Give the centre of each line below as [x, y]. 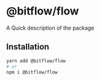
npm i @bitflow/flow [32, 72]
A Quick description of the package [50, 28]
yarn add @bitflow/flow [36, 61]
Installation [28, 47]
